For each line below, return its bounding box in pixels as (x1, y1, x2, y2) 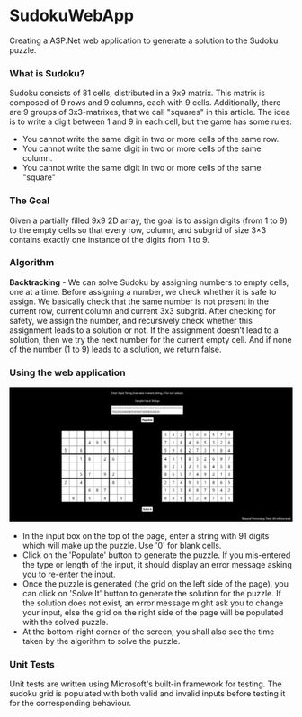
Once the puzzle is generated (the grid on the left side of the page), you (22, 578, 289, 589)
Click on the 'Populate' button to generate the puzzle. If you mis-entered (22, 550, 291, 560)
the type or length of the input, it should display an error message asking (22, 559, 292, 569)
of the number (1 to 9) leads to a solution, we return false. (9, 344, 222, 354)
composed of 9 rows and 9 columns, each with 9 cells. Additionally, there (9, 97, 281, 108)
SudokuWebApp (9, 5, 135, 26)
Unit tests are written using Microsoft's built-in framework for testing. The (9, 678, 282, 689)
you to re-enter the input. (22, 569, 116, 579)
